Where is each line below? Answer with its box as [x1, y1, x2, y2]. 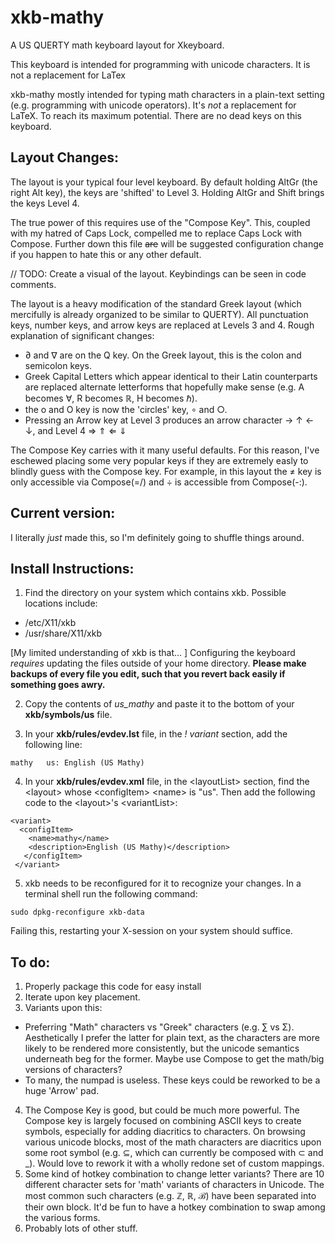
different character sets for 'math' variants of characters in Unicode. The [24, 1179, 325, 1191]
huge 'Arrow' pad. [24, 1085, 100, 1097]
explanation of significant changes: [10, 329, 155, 341]
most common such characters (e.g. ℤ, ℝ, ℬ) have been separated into [24, 1190, 317, 1202]
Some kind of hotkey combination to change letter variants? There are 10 [24, 1168, 325, 1180]
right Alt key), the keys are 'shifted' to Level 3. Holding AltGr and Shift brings [10, 186, 325, 198]
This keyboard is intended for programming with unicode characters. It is [10, 58, 311, 70]
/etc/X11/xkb [24, 617, 77, 629]
